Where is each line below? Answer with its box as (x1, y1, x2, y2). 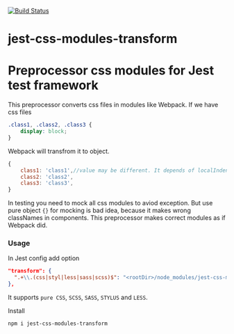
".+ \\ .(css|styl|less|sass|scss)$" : (14, 274, 120, 281)
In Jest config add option (8, 254, 80, 262)
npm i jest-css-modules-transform (8, 320, 108, 327)
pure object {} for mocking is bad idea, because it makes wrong (8, 206, 192, 215)
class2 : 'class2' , (20, 173, 74, 180)
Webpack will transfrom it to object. (8, 147, 110, 155)
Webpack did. (8, 221, 48, 230)
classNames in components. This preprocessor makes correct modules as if (8, 214, 226, 222)
